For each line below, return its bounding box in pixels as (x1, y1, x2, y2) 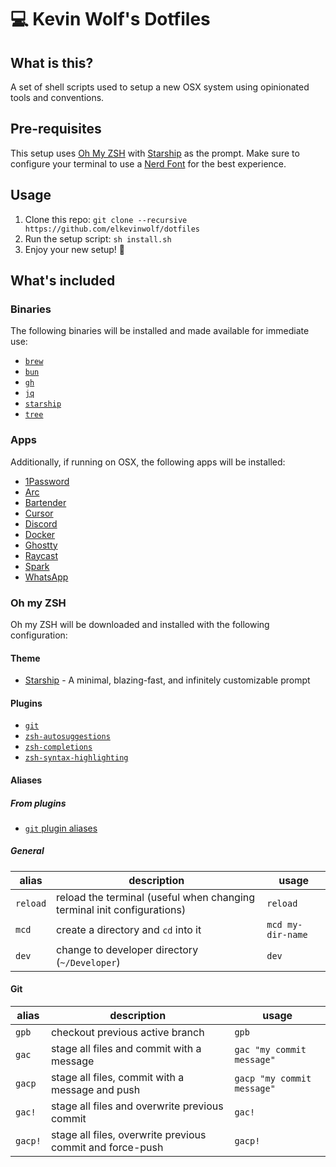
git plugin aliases (24, 822, 98, 834)
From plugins (10, 797, 67, 809)
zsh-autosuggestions (24, 732, 111, 742)
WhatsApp (24, 571, 69, 583)
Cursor (24, 507, 54, 519)
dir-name (266, 929, 308, 940)
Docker (24, 528, 56, 540)
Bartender (24, 496, 67, 508)
